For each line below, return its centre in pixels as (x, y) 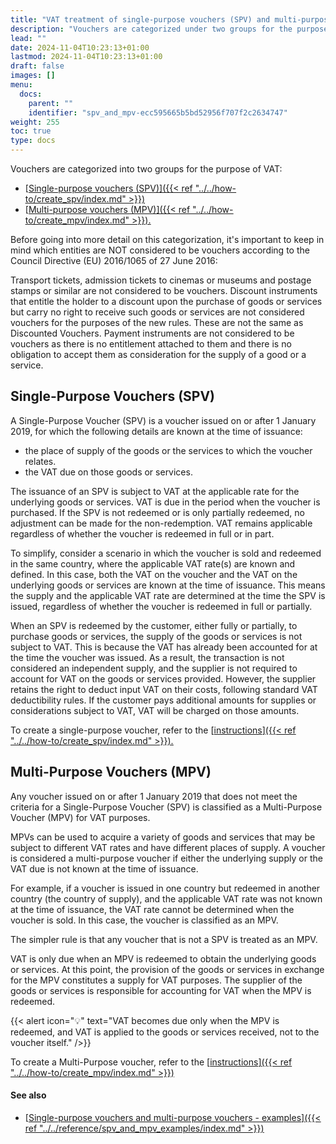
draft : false (37, 66)
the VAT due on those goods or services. (108, 472)
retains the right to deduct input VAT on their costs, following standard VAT (164, 689)
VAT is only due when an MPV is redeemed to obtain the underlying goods (163, 958)
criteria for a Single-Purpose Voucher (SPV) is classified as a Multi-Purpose (166, 807)
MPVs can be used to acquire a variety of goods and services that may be (163, 837)
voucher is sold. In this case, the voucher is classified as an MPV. (144, 920)
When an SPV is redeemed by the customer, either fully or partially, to (154, 625)
